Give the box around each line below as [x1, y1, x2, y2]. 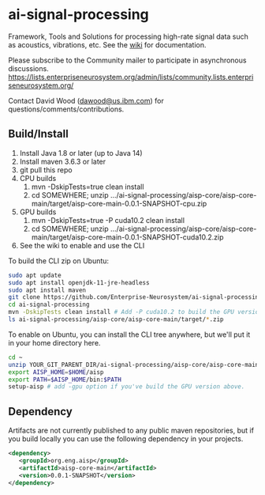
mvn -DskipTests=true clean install [31, 182, 144, 191]
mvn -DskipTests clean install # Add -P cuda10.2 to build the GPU [8, 308, 235, 316]
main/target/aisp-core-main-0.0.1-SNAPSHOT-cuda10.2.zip [31, 232, 224, 242]
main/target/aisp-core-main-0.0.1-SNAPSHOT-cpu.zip [31, 198, 207, 208]
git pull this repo [19, 164, 73, 175]
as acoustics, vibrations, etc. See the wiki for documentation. [8, 40, 207, 49]
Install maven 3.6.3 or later [19, 157, 106, 166]
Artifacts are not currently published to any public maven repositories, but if [8, 425, 255, 436]
